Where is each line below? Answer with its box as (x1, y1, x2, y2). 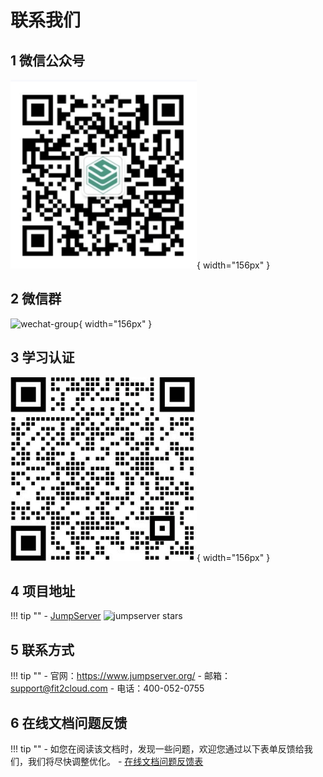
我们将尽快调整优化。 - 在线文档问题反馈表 (27, 756, 204, 768)
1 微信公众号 (10, 52, 86, 69)
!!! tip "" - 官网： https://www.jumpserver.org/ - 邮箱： (10, 670, 231, 682)
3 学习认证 (10, 349, 75, 366)
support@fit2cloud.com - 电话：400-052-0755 (10, 682, 205, 695)
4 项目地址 (10, 583, 76, 600)
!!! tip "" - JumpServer (10, 610, 102, 622)
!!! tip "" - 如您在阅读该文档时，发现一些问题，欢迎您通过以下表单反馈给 (10, 743, 305, 755)
